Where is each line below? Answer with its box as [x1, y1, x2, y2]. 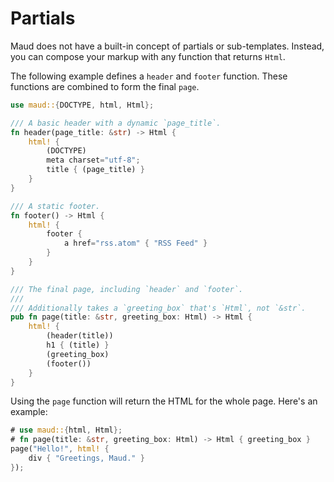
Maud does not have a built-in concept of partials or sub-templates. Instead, [10, 40, 325, 52]
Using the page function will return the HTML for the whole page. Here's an [10, 395, 318, 407]
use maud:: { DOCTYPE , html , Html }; [10, 100, 155, 110]
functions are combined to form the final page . [10, 80, 200, 92]
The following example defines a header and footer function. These [10, 70, 288, 82]
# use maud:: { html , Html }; [10, 425, 123, 436]
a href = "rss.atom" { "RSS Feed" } [63, 238, 208, 249]
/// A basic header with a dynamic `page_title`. [10, 118, 222, 128]
